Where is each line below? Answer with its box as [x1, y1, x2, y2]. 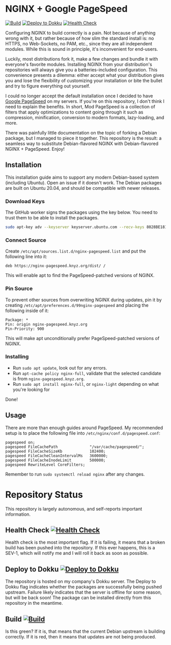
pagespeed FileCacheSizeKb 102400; [5, 448, 106, 454]
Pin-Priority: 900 [5, 326, 44, 331]
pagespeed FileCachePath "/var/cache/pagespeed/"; [5, 444, 145, 450]
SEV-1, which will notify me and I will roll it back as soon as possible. [5, 550, 149, 556]
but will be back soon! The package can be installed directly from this [5, 595, 151, 601]
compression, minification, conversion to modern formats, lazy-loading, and [5, 114, 164, 120]
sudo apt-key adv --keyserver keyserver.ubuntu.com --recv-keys [5, 225, 145, 230]
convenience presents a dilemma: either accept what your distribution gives [5, 72, 164, 78]
